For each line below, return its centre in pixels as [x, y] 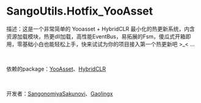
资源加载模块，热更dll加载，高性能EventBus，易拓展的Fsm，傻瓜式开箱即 [99, 36]
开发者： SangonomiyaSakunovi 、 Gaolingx [60, 93]
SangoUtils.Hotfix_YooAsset [80, 11]
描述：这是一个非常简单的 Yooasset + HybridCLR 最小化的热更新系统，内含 [101, 29]
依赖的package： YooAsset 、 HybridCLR [56, 69]
